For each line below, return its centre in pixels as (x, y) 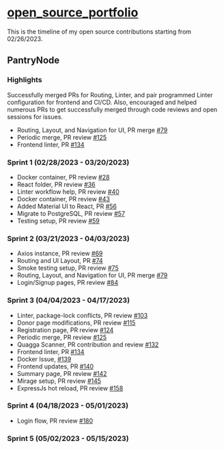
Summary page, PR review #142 (62, 373)
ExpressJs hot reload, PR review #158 (70, 388)
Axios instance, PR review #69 (60, 253)
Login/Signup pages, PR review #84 (68, 283)
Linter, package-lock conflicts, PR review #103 (82, 315)
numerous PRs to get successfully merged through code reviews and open (112, 109)
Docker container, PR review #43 (64, 199)
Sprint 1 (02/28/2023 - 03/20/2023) (68, 162)
